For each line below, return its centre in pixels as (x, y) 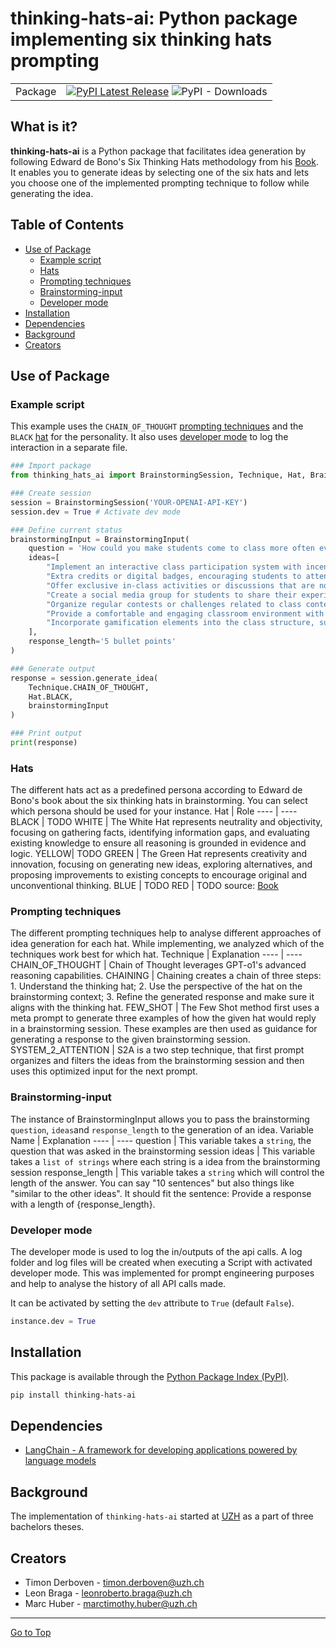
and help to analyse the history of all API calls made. (118, 1284)
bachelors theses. (47, 1527)
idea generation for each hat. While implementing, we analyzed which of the (167, 944)
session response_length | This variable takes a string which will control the (167, 1172)
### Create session (51, 493)
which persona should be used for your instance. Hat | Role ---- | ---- (154, 811)
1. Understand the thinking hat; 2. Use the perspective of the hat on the (156, 986)
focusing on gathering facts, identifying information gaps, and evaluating (160, 833)
